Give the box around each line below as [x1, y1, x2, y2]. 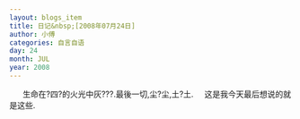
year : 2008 [9, 64, 50, 72]
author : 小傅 [9, 30, 56, 38]
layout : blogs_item [9, 13, 83, 22]
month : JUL [9, 55, 50, 64]
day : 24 [9, 47, 39, 55]
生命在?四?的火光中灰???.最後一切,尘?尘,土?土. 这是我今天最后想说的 [22, 89, 284, 99]
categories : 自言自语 [9, 38, 85, 47]
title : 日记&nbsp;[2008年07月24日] [9, 21, 137, 30]
